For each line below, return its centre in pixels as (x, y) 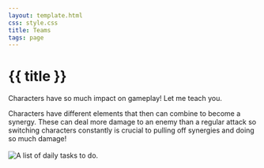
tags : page (26, 37)
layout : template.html (45, 15)
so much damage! (38, 139)
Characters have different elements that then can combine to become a (124, 114)
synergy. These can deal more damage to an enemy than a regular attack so (132, 122)
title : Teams (30, 30)
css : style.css (33, 23)
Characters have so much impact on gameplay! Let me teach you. (115, 99)
